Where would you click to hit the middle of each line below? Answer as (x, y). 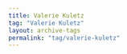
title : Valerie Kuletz (46, 15)
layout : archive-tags (45, 30)
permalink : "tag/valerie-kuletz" (64, 38)
